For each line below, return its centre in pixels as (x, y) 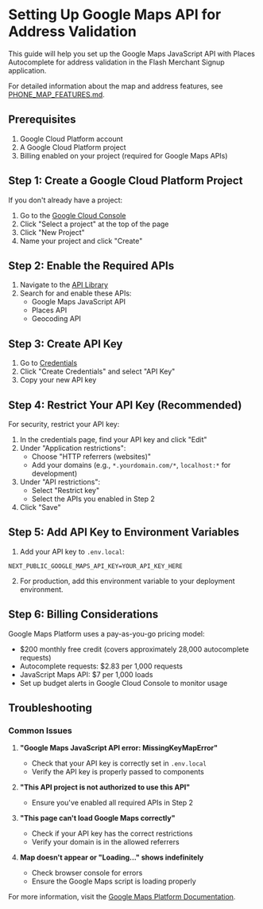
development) (54, 473)
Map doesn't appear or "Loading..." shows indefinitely (112, 857)
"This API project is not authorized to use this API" (105, 787)
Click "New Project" (52, 232)
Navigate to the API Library (64, 285)
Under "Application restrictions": (73, 448)
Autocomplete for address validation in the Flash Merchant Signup (116, 62)
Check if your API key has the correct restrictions (112, 833)
